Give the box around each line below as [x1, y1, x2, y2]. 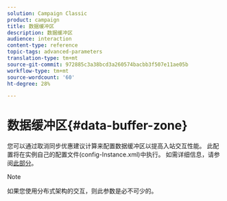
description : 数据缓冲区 [7, 29, 73, 36]
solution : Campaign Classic [7, 10, 88, 17]
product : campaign [7, 16, 60, 23]
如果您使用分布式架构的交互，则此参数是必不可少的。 [7, 187, 158, 196]
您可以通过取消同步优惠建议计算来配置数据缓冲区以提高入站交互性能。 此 [7, 142, 213, 150]
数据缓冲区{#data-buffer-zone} [7, 118, 188, 134]
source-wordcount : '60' [7, 73, 75, 81]
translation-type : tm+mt [7, 55, 78, 62]
